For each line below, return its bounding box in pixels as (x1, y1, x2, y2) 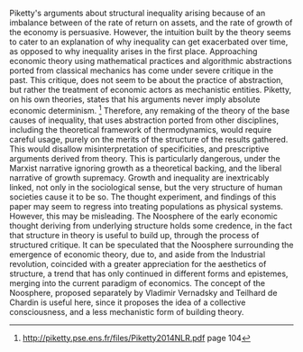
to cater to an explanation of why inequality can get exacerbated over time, (9, 36, 289, 47)
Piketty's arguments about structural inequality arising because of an (9, 8, 266, 18)
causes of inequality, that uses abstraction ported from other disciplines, (9, 115, 280, 125)
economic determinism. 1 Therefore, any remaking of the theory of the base (9, 104, 290, 116)
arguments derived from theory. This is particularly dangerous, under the (9, 153, 281, 163)
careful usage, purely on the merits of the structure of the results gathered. (9, 134, 289, 144)
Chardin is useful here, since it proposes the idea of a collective (9, 297, 246, 308)
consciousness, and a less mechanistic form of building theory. (9, 306, 244, 317)
